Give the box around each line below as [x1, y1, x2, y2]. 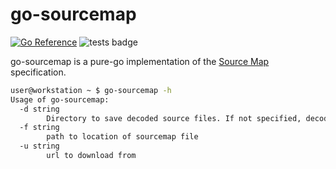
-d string [19, 104, 60, 114]
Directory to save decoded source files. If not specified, [46, 113, 302, 123]
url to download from [46, 151, 137, 161]
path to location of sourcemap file [46, 132, 199, 142]
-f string [19, 123, 60, 133]
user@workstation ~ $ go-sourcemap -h [10, 85, 172, 95]
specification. [10, 66, 67, 78]
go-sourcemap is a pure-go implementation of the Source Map [10, 55, 270, 67]
